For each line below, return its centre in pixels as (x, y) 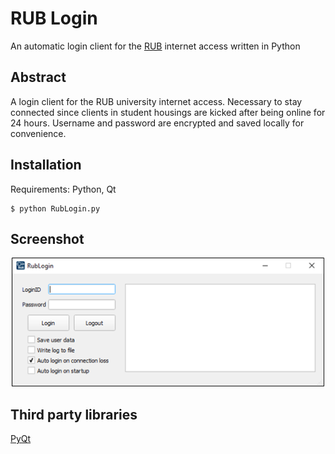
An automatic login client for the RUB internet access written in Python (155, 46)
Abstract (38, 77)
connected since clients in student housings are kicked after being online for (168, 112)
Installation (46, 165)
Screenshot (47, 238)
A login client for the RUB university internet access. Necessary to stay (156, 101)
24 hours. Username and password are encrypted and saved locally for (157, 123)
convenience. (38, 133)
